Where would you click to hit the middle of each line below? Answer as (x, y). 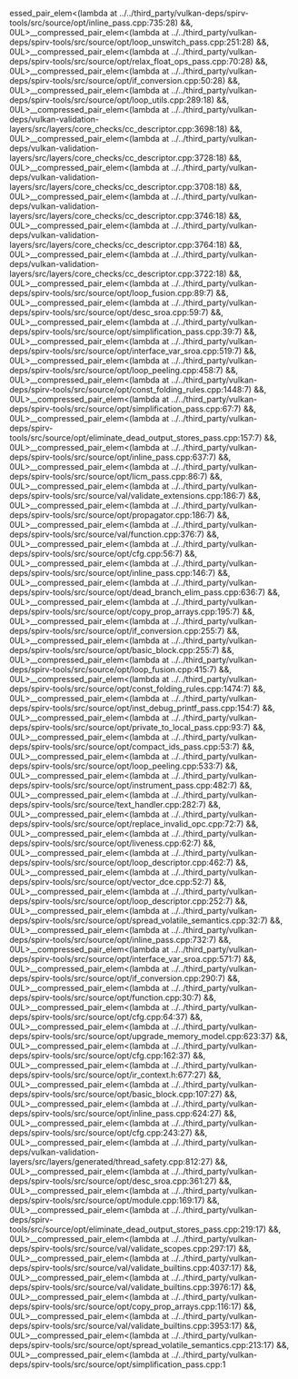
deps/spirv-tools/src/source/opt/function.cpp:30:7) (105, 997)
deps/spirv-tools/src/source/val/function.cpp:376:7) (107, 534)
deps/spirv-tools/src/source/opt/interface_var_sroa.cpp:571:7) (126, 959)
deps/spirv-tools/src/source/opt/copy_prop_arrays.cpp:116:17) (126, 1306)
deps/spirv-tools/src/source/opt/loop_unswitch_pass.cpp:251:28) (132, 42)
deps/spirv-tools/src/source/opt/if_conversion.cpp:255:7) (117, 631)
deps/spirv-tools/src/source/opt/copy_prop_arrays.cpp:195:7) (125, 611)
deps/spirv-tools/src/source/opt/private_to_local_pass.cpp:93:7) (130, 727)
